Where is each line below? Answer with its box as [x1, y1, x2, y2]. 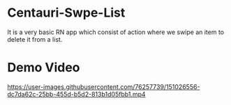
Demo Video [7, 60, 80, 76]
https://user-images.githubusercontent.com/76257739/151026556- [7, 82, 200, 91]
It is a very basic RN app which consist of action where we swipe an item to [7, 28, 225, 36]
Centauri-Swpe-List [7, 5, 126, 21]
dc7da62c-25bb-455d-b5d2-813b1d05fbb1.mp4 [7, 90, 146, 98]
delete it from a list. [7, 35, 63, 43]
